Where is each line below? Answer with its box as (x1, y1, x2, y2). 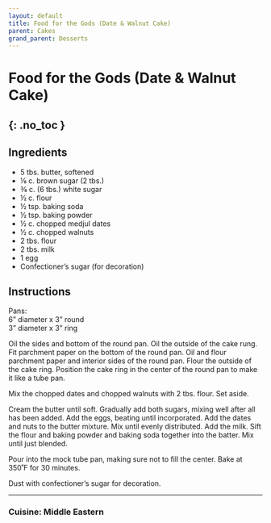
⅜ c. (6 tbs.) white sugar (19, 184, 102, 194)
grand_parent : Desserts (8, 34, 89, 43)
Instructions (8, 285, 71, 299)
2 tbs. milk (19, 244, 55, 254)
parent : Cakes (8, 27, 56, 35)
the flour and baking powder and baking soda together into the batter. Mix (8, 430, 254, 440)
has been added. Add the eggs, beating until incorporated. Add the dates (8, 413, 252, 423)
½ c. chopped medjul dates (19, 219, 111, 228)
